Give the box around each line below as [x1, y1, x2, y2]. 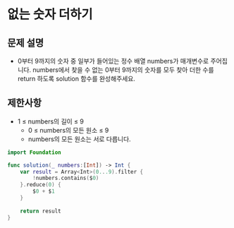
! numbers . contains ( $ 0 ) [32, 174, 99, 182]
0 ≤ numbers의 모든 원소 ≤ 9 [27, 126, 109, 134]
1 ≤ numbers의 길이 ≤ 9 [17, 117, 85, 126]
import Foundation [7, 149, 61, 156]
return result [20, 208, 61, 215]
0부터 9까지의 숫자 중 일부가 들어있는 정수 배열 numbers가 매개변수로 [17, 57, 209, 65]
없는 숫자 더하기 [7, 6, 93, 23]
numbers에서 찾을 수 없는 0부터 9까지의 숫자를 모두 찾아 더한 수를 [32, 66, 214, 74]
